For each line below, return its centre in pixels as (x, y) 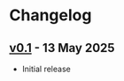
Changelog (50, 15)
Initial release (46, 69)
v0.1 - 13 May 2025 (62, 48)
